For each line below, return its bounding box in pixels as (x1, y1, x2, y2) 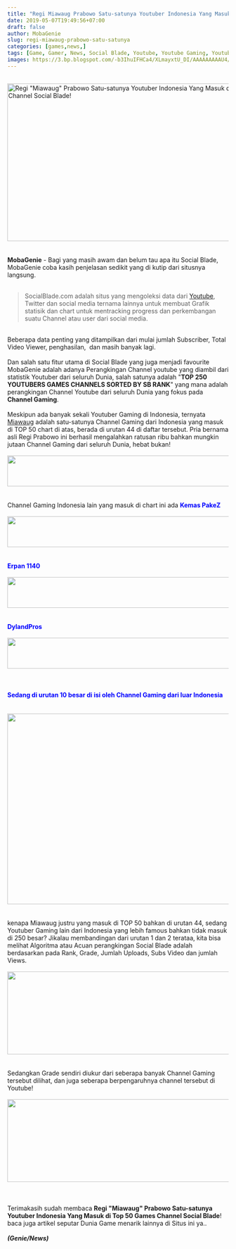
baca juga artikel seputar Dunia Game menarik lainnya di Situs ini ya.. (7, 1219, 207, 1227)
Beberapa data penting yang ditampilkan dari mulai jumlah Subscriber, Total (7, 335, 226, 344)
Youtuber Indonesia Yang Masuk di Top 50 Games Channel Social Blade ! (7, 1211, 222, 1219)
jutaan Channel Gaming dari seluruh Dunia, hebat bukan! (7, 440, 171, 448)
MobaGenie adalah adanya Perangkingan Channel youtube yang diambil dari (7, 365, 229, 373)
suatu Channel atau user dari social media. (24, 314, 148, 323)
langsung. (7, 271, 37, 279)
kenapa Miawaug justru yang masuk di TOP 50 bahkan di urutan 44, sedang (7, 919, 227, 927)
